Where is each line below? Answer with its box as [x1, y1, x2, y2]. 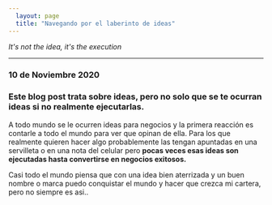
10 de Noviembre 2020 [8, 70, 100, 81]
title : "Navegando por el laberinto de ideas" [15, 19, 176, 28]
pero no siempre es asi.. [8, 187, 89, 197]
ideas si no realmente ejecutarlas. [8, 101, 144, 113]
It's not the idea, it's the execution [8, 41, 122, 51]
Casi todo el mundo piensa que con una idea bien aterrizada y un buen [8, 169, 244, 179]
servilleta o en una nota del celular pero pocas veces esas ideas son [8, 145, 239, 155]
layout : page [15, 11, 60, 20]
